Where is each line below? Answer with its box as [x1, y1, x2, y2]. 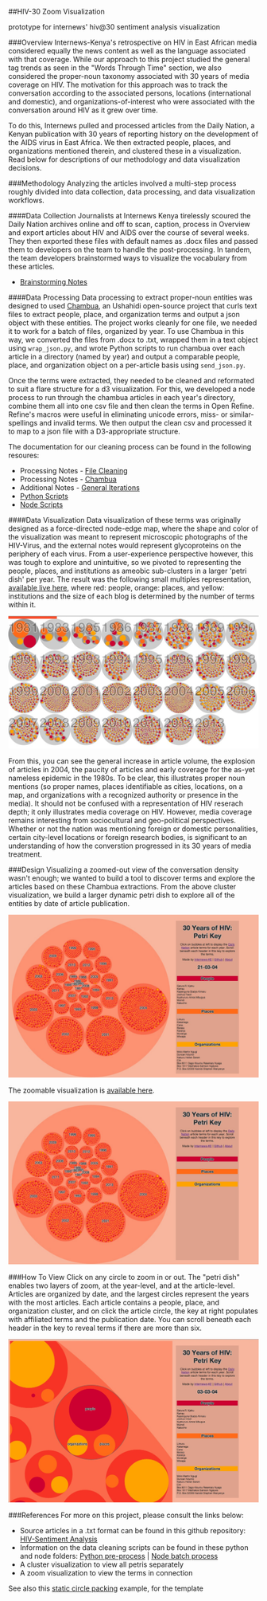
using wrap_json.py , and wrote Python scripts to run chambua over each [8, 343, 245, 353]
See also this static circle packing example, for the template [8, 1583, 204, 1593]
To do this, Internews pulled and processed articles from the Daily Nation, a [8, 121, 255, 130]
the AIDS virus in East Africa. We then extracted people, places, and [8, 138, 231, 147]
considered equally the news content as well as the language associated [8, 46, 246, 55]
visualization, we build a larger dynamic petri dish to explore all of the [8, 890, 235, 900]
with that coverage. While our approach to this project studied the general [8, 55, 250, 64]
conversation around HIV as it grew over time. [8, 105, 158, 115]
